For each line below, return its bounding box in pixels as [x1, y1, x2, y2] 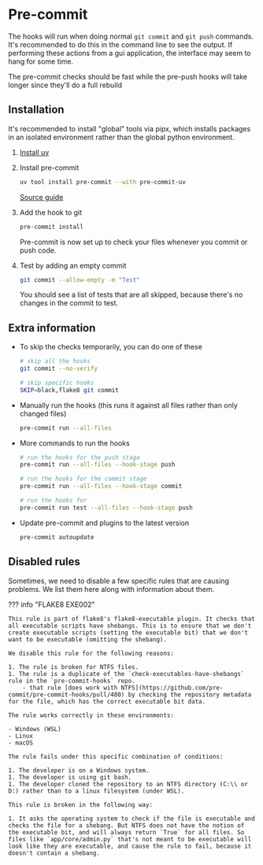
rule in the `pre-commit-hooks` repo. [8, 677, 135, 685]
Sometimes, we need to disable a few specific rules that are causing [8, 576, 230, 586]
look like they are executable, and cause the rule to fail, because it [8, 842, 252, 850]
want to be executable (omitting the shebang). [8, 635, 168, 643]
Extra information [8, 321, 96, 335]
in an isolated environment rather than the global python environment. [8, 132, 235, 142]
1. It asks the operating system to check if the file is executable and [8, 815, 256, 822]
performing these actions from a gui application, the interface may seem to [8, 48, 251, 57]
